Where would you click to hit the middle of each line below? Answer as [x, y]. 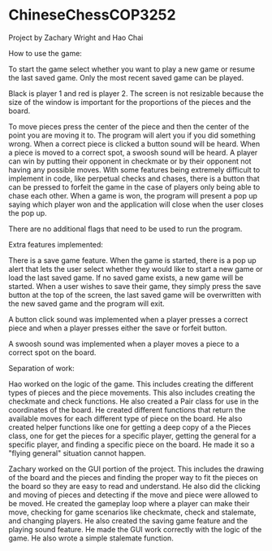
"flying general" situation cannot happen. [77, 453]
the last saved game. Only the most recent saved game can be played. [126, 77]
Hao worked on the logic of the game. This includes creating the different [131, 383]
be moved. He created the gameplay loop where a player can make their [129, 503]
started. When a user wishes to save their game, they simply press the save [135, 286]
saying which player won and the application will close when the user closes [136, 204]
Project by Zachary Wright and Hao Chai [76, 37]
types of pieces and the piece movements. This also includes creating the [132, 392]
